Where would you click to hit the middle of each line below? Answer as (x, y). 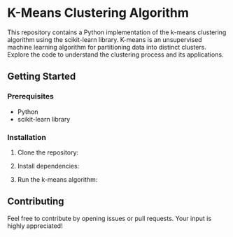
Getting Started (42, 77)
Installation (27, 137)
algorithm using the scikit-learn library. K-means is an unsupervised (105, 39)
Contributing (36, 202)
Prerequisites (30, 96)
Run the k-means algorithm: (57, 179)
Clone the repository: (48, 152)
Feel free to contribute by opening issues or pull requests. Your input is (110, 218)
